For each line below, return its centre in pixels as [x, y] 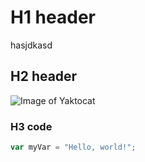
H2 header [44, 76]
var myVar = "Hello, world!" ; [73, 147]
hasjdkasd [31, 45]
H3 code [31, 126]
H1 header [53, 17]
